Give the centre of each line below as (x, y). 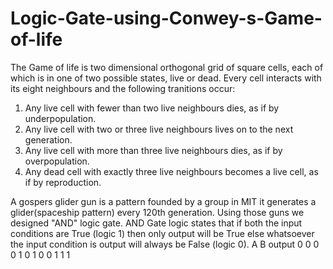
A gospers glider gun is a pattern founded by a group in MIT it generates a (163, 201)
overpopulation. (57, 161)
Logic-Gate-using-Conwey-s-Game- (166, 18)
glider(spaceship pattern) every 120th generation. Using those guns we (157, 212)
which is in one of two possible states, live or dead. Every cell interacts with (166, 78)
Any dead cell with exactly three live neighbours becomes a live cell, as (171, 171)
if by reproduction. (63, 182)
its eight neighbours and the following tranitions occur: (123, 88)
